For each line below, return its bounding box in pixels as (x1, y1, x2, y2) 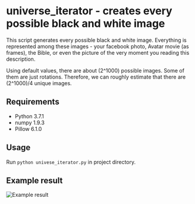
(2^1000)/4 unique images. (6, 79, 73, 87)
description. (6, 55, 36, 62)
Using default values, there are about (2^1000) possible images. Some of (6, 67, 185, 74)
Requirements (6, 97, 59, 107)
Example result (6, 175, 63, 186)
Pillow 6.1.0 (14, 125, 42, 132)
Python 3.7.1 (14, 112, 45, 120)
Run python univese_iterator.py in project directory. (6, 158, 136, 165)
